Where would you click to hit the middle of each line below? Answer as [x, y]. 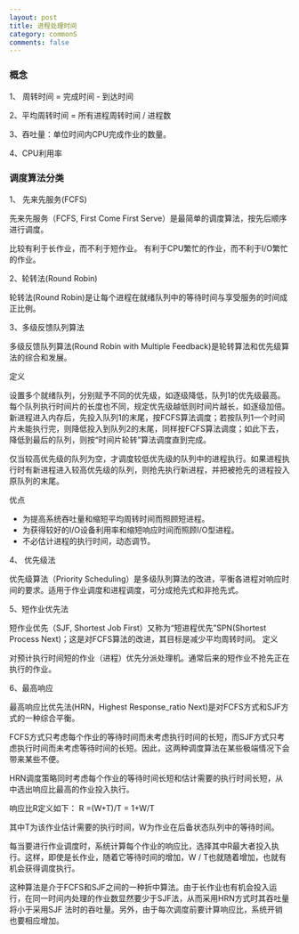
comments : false [39, 42]
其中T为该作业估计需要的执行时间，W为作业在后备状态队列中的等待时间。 [144, 827]
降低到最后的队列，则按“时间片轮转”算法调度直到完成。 [110, 439]
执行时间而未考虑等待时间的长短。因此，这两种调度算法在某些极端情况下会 [153, 748]
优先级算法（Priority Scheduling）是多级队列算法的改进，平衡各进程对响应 [145, 579]
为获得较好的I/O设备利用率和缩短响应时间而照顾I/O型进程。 [130, 530]
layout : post [33, 17]
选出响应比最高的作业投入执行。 [75, 789]
